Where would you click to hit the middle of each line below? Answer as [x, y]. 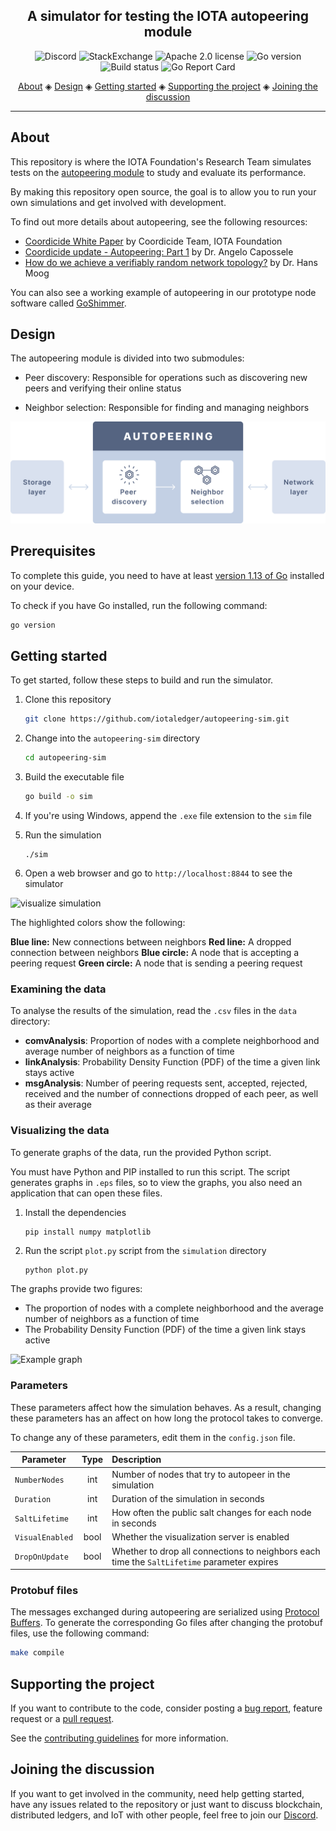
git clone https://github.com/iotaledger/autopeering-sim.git [157, 719]
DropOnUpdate [41, 1557]
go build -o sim [58, 797]
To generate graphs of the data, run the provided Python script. [141, 1152]
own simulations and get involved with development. [118, 202]
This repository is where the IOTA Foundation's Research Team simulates [161, 161]
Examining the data [58, 989]
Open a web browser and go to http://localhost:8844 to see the [158, 873]
